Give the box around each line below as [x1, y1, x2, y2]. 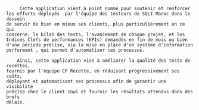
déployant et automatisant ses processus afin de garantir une [6, 78, 167, 84]
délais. [6, 99, 26, 105]
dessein [6, 16, 26, 22]
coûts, [6, 73, 23, 79]
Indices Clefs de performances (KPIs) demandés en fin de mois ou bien [6, 37, 188, 43]
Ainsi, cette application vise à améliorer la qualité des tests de [17, 58, 191, 64]
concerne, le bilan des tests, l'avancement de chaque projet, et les [6, 32, 185, 37]
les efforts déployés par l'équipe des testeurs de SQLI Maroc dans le [6, 11, 191, 17]
